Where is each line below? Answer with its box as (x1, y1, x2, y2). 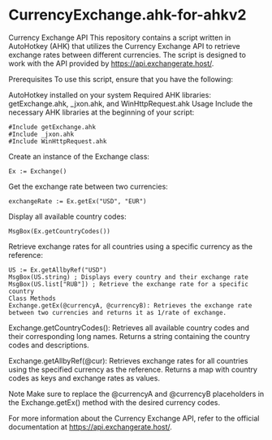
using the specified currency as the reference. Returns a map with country (8, 364, 258, 374)
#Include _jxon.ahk (8, 130, 75, 138)
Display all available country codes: (8, 211, 127, 221)
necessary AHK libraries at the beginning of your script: (8, 107, 195, 117)
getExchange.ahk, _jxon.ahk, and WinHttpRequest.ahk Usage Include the (8, 98, 253, 108)
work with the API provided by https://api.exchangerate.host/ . (8, 59, 214, 68)
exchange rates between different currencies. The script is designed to (8, 50, 246, 59)
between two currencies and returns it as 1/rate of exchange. (8, 308, 227, 316)
